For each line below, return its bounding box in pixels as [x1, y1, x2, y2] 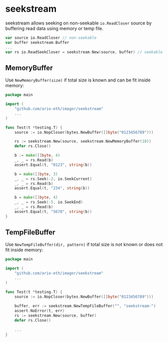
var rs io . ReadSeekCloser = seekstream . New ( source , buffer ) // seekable [5, 49, 163, 55]
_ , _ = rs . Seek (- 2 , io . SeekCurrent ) [14, 176, 93, 181]
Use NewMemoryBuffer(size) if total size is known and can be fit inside [5, 77, 151, 83]
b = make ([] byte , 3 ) [14, 171, 58, 176]
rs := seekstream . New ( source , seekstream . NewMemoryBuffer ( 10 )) [14, 139, 152, 144]
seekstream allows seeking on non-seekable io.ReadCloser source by [5, 20, 152, 26]
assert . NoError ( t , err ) [14, 308, 65, 313]
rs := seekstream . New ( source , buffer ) [14, 313, 97, 319]
